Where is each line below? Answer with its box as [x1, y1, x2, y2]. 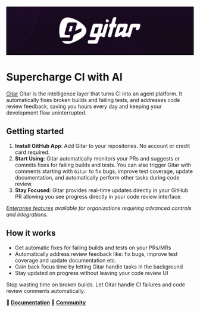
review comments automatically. [6, 287, 85, 294]
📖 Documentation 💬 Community [6, 299, 86, 306]
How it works [6, 228, 56, 239]
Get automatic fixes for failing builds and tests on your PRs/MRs [14, 244, 171, 251]
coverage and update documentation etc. [14, 257, 117, 264]
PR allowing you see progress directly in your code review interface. [14, 193, 182, 200]
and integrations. [6, 211, 48, 218]
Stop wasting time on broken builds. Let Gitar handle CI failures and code [6, 281, 186, 288]
